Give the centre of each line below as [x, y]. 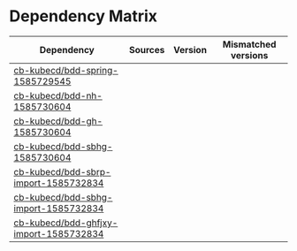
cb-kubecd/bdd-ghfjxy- [66, 223]
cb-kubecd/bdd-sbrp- [62, 171]
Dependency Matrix [83, 16]
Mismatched [249, 44]
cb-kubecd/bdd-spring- [66, 70]
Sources [147, 49]
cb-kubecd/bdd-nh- [58, 95]
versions [249, 55]
